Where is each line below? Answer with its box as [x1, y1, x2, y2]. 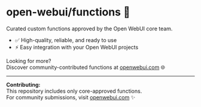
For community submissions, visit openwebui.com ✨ [6, 93, 136, 100]
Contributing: [6, 81, 41, 88]
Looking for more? [6, 57, 51, 64]
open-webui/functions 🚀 [6, 5, 130, 19]
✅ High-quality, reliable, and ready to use [14, 36, 117, 43]
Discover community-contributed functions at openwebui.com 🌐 [6, 64, 166, 71]
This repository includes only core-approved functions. [6, 87, 142, 95]
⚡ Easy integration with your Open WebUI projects [14, 43, 139, 51]
